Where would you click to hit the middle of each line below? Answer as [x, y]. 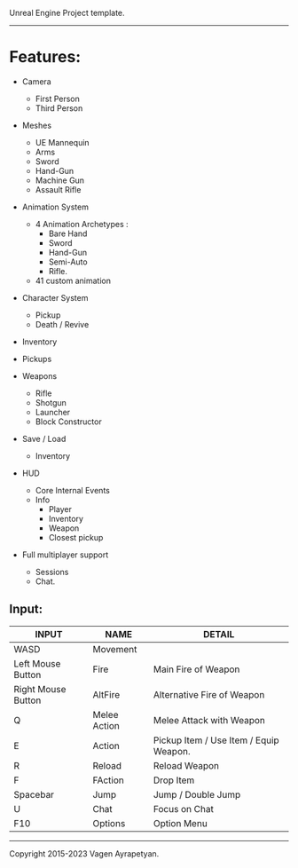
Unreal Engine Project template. [67, 13]
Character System [55, 297]
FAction [108, 780]
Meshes [36, 125]
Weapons [39, 375]
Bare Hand [68, 233]
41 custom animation [73, 280]
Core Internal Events [73, 490]
